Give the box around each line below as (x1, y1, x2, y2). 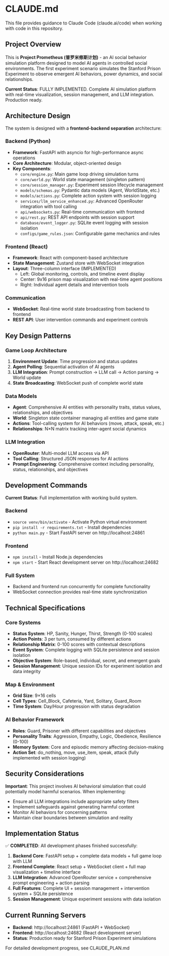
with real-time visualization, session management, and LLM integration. (5, 91, 155, 97)
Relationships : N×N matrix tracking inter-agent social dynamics (12, 426, 147, 432)
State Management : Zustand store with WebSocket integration (12, 260, 145, 266)
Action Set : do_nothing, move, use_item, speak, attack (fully (12, 749, 139, 756)
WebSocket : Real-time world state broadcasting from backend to (12, 306, 150, 312)
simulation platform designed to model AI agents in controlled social (5, 60, 147, 66)
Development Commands (5, 481, 88, 490)
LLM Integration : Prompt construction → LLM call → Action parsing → (12, 369, 159, 375)
